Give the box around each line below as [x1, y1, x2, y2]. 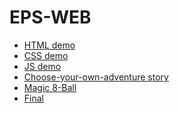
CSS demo [23, 49, 69, 61]
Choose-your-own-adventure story [23, 71, 169, 83]
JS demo [23, 60, 62, 72]
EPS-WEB [9, 6, 92, 29]
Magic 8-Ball [23, 81, 77, 93]
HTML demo [23, 39, 76, 51]
